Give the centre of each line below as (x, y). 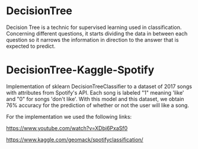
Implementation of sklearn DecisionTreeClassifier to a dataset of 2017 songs (99, 86)
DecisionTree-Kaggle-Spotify (80, 70)
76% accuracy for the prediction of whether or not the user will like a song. (98, 105)
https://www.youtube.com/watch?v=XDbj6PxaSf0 (67, 128)
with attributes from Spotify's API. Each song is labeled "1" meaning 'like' (95, 92)
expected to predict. (31, 46)
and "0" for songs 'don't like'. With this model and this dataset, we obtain (95, 99)
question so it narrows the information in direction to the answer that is (92, 40)
